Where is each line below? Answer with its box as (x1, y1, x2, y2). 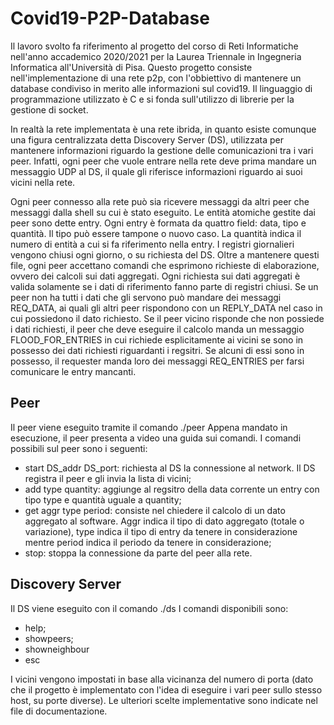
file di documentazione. (10, 705, 108, 717)
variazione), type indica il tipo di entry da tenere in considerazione (24, 525, 298, 537)
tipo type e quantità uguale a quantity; (24, 493, 182, 506)
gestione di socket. (10, 103, 89, 116)
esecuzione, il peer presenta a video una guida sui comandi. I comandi (10, 432, 302, 444)
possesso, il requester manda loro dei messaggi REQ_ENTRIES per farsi (10, 355, 305, 367)
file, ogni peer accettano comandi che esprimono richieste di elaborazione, (10, 259, 320, 271)
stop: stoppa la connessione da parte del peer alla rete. (24, 547, 253, 559)
